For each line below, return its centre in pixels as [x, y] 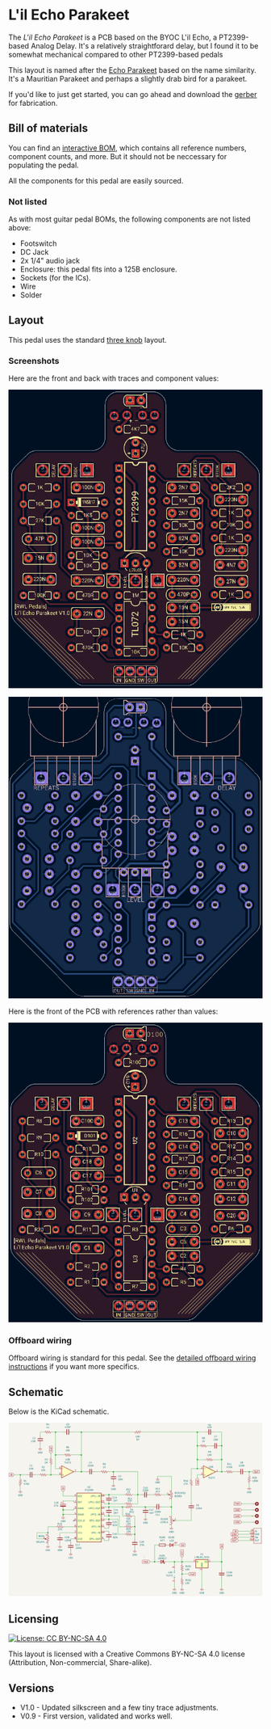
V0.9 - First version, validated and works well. [96, 1716]
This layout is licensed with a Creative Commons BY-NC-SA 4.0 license [127, 1654]
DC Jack [34, 252]
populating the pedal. [44, 165]
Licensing [33, 1619]
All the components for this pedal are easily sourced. [96, 180]
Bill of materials [48, 128]
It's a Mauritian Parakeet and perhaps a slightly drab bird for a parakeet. [128, 78]
